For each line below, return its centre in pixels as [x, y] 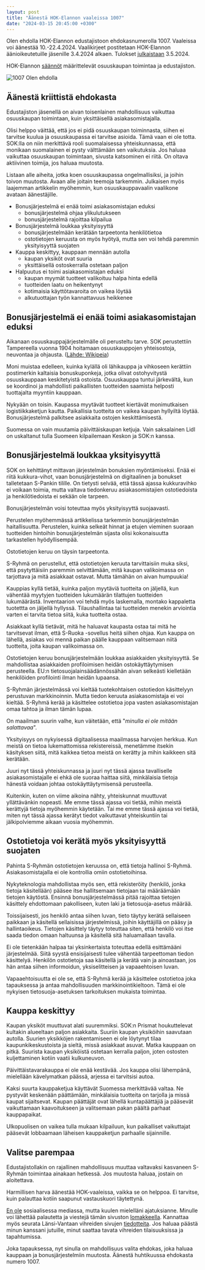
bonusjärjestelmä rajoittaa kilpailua [68, 219]
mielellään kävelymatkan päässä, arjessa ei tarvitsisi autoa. [80, 1076]
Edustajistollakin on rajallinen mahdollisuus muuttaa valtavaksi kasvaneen [99, 1167]
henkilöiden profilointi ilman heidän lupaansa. [63, 677]
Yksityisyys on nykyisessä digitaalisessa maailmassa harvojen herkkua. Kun [102, 739]
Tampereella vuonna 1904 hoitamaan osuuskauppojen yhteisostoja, [91, 348]
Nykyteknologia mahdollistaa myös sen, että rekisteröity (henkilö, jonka [96, 884]
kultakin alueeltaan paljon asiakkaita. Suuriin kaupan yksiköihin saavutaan [99, 1032]
